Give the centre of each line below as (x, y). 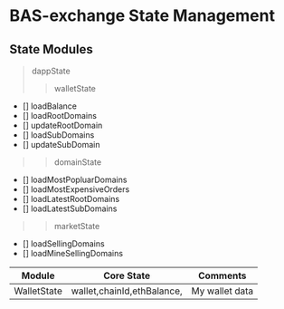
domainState (78, 162)
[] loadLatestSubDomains (70, 208)
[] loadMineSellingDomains (73, 253)
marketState (77, 226)
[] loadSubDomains (58, 135)
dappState (51, 71)
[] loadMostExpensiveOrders (76, 189)
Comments (222, 275)
